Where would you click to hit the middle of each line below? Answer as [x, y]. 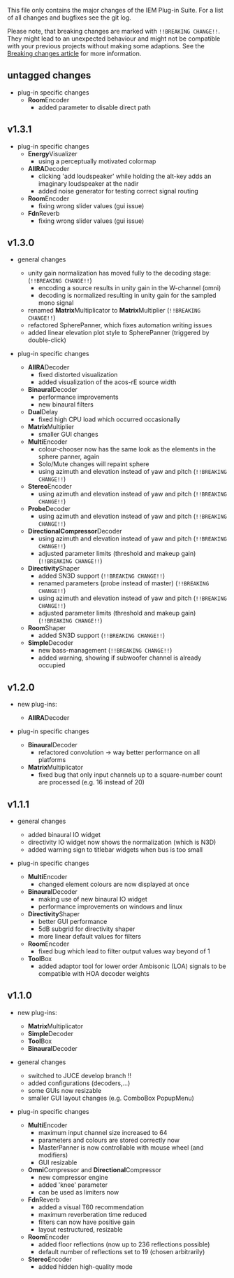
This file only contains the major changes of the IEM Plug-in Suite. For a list [115, 10]
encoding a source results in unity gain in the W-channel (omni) [130, 288]
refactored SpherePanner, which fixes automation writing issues [120, 325]
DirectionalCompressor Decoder [75, 531]
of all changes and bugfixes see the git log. [69, 18]
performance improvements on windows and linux [110, 906]
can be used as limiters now [79, 1192]
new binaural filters [66, 405]
